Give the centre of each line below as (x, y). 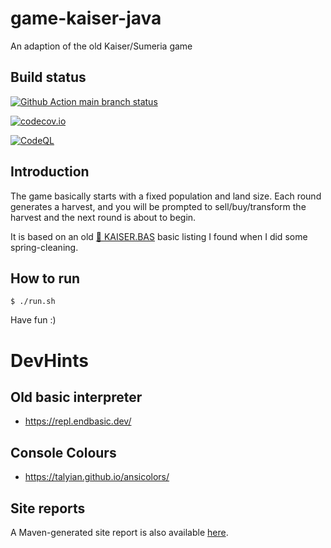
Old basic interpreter (76, 397)
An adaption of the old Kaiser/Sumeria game (101, 46)
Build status (48, 77)
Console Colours (63, 452)
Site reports (48, 508)
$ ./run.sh (33, 302)
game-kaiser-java (86, 18)
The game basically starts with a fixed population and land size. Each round (166, 196)
